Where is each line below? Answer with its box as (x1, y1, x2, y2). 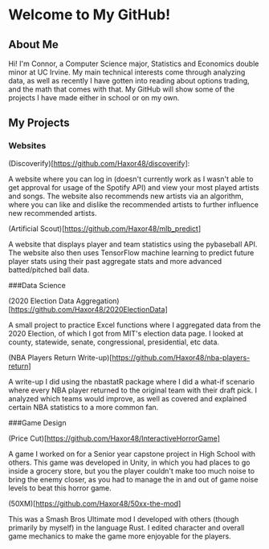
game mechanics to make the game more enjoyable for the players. (8, 531, 231, 541)
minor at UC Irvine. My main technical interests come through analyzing (8, 67, 246, 77)
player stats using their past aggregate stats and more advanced (8, 256, 222, 266)
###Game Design (8, 417, 67, 427)
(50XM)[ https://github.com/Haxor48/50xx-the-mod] (8, 498, 181, 508)
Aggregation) (75, 295, 120, 306)
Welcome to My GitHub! (8, 6, 171, 24)
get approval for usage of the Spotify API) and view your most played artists (8, 182, 259, 192)
